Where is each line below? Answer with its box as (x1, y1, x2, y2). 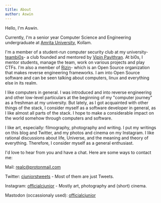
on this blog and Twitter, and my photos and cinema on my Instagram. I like (5, 130, 155, 135)
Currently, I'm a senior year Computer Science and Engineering (5, 34, 132, 40)
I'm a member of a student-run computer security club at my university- (5, 49, 148, 55)
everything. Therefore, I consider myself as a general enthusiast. (5, 140, 134, 146)
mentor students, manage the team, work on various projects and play (5, 59, 145, 65)
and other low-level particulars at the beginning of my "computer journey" (5, 94, 153, 100)
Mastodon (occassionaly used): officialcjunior (5, 192, 96, 198)
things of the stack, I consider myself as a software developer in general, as (5, 105, 156, 111)
